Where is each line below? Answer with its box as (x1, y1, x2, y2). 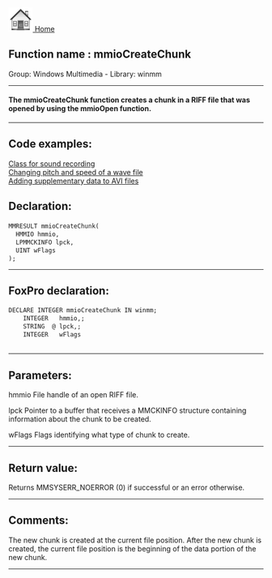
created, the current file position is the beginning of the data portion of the (8, 543, 257, 554)
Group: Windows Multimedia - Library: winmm (8, 69, 162, 79)
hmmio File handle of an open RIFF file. (8, 390, 139, 400)
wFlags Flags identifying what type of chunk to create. (8, 430, 190, 440)
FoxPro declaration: (8, 284, 109, 298)
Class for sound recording (8, 158, 96, 169)
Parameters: (8, 368, 72, 382)
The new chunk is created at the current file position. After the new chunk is (8, 535, 261, 545)
